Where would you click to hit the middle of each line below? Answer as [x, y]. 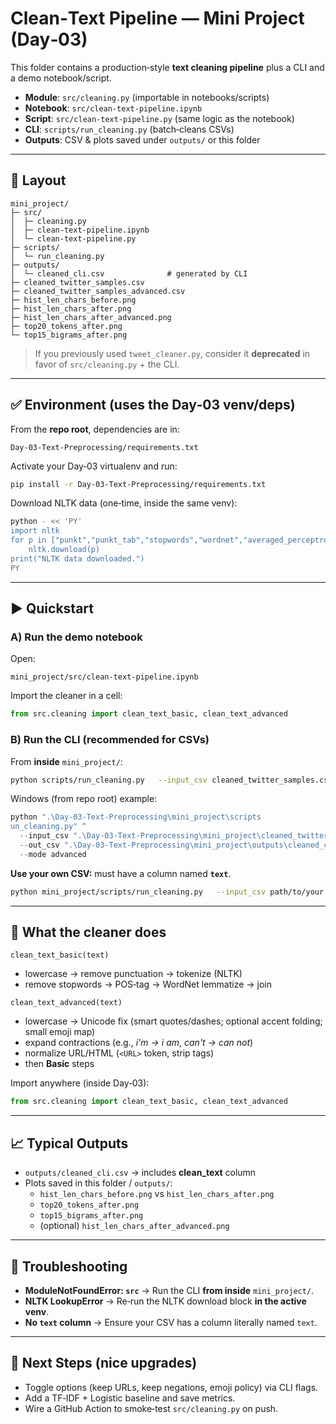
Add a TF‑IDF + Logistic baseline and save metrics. [130, 1398]
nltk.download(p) [64, 550]
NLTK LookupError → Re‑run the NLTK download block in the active [165, 1301]
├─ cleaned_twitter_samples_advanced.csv [98, 291]
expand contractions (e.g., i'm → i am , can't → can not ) [139, 1043]
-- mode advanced [53, 854]
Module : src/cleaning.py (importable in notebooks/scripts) [147, 97]
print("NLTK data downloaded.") [77, 558]
